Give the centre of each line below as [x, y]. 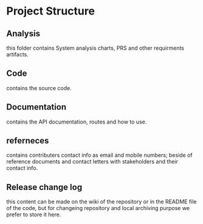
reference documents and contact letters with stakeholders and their [92, 162]
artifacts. [18, 54]
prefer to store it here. [34, 215]
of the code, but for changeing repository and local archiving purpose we [98, 208]
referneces [28, 141]
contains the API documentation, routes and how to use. [77, 122]
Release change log [44, 187]
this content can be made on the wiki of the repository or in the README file [101, 202]
